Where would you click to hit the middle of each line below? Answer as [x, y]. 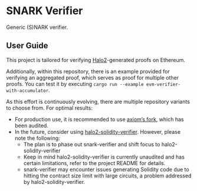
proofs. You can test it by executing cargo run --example [75, 84]
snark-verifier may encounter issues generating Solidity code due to [106, 169]
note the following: [37, 138]
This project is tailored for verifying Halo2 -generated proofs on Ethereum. [96, 60]
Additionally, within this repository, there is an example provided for [88, 71]
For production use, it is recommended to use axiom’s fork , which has [99, 119]
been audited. [32, 126]
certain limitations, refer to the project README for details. [94, 163]
